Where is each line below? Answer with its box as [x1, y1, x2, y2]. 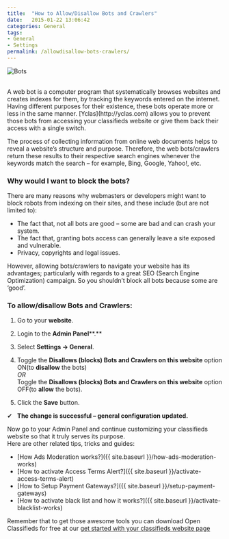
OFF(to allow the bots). [16, 385, 83, 394]
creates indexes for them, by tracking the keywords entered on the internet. [7, 95, 220, 103]
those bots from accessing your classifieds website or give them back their [7, 116, 219, 125]
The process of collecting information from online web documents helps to [7, 137, 217, 145]
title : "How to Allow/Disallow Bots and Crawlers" [7, 10, 157, 17]
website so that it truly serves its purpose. [7, 432, 125, 440]
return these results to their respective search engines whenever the [7, 151, 200, 160]
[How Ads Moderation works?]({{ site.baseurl [16, 453, 145, 461]
